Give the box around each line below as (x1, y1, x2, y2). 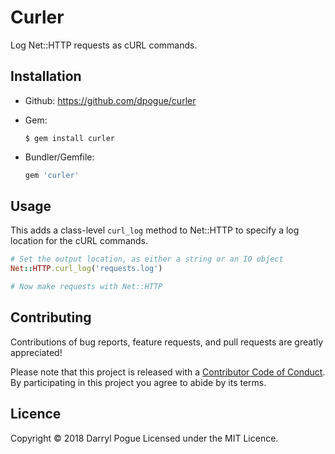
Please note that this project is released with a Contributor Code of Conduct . (10, 366, 326, 378)
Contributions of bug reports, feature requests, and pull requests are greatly (10, 336, 324, 348)
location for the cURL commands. (10, 235, 149, 247)
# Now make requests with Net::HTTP (10, 282, 163, 292)
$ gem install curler (24, 133, 115, 143)
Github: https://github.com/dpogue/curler (24, 94, 197, 106)
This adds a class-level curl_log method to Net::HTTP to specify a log (10, 224, 300, 236)
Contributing (10, 309, 92, 326)
